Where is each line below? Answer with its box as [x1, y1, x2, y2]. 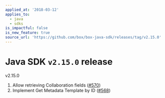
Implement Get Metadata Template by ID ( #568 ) [12, 87, 111, 93]
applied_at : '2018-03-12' [5, 7, 59, 12]
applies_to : [5, 12, 30, 17]
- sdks [9, 21, 23, 26]
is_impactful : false [5, 26, 48, 31]
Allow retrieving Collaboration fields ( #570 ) [12, 82, 101, 88]
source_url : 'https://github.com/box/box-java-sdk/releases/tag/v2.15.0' [5, 35, 162, 40]
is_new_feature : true [5, 30, 50, 35]
